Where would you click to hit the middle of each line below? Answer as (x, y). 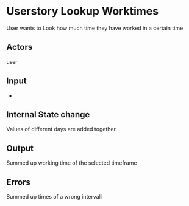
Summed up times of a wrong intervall (54, 197)
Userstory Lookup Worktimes (83, 11)
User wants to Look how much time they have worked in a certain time (95, 28)
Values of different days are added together (61, 129)
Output (20, 148)
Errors (18, 182)
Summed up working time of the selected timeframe (72, 163)
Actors (20, 47)
